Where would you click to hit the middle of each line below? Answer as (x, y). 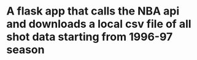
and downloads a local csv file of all (99, 24)
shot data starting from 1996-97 (90, 37)
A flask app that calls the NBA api (93, 11)
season (25, 50)
